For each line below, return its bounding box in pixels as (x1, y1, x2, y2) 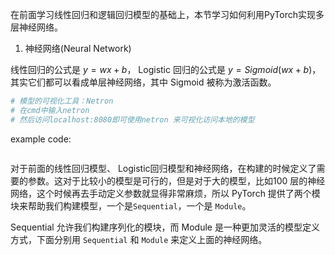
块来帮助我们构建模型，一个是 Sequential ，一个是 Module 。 (10, 199, 252, 212)
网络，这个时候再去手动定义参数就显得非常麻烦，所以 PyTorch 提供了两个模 (10, 187, 321, 199)
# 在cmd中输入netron (10, 105, 90, 115)
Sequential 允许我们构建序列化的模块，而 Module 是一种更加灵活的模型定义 (10, 221, 320, 233)
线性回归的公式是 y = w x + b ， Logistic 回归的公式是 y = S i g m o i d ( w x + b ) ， (10, 64, 322, 75)
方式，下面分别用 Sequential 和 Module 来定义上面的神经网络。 (10, 233, 268, 245)
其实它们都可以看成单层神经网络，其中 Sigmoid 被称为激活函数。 (10, 76, 277, 88)
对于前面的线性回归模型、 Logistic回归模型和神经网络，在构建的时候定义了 (10, 162, 317, 174)
